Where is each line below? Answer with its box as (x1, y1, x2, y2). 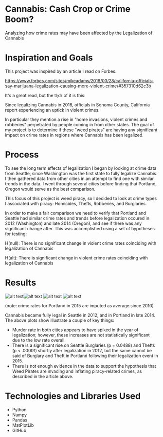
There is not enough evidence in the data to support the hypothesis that (12, 363, 157, 369)
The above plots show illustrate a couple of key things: (5, 317, 114, 323)
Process (5, 149, 39, 160)
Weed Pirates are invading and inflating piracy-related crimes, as (12, 368, 142, 374)
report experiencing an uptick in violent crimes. (5, 107, 100, 113)
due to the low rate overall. (12, 337, 66, 343)
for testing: (5, 231, 27, 237)
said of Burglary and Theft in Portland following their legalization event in (12, 353, 158, 358)
